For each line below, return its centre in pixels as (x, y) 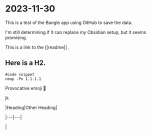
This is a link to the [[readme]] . (37, 47)
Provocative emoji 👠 (26, 88)
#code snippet (20, 74)
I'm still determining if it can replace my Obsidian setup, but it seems (76, 32)
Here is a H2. (25, 63)
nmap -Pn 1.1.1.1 (23, 79)
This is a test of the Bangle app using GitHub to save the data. (69, 22)
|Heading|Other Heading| (31, 107)
